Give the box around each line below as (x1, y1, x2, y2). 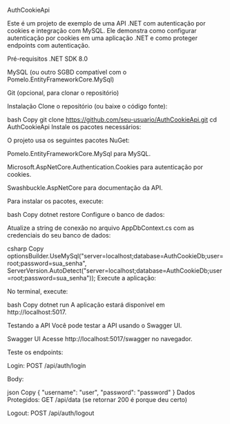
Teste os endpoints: (7, 348, 64, 356)
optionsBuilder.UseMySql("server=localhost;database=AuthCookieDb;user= (7, 252, 224, 260)
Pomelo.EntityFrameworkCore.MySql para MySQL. (7, 150, 151, 157)
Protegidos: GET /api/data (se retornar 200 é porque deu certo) (7, 396, 188, 403)
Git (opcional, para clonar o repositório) (7, 89, 119, 97)
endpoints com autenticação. (7, 41, 90, 49)
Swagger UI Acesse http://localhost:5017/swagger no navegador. (7, 335, 193, 343)
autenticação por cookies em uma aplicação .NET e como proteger (7, 34, 198, 42)
